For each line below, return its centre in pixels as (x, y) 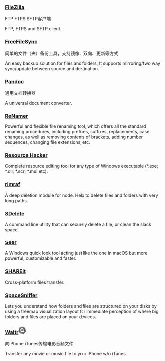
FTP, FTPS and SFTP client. (33, 29)
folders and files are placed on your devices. (51, 316)
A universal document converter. (39, 103)
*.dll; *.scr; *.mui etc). (27, 171)
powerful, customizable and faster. (41, 258)
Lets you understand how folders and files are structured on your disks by (81, 306)
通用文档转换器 (20, 93)
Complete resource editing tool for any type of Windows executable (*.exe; (82, 166)
